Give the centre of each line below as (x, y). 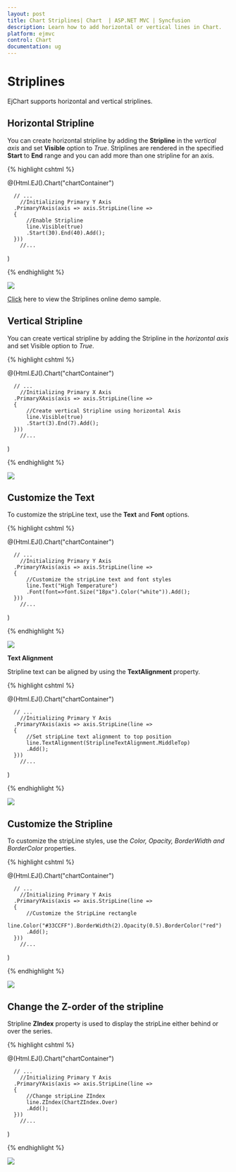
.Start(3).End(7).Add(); (62, 423)
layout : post (26, 14)
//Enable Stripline (54, 220)
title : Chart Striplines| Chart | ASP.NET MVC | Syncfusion (99, 20)
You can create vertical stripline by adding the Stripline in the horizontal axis (118, 338)
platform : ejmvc (31, 34)
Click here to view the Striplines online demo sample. (84, 299)
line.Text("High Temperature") (72, 586)
